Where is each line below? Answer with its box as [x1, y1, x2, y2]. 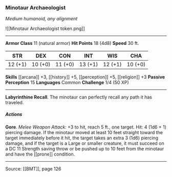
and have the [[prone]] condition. [5, 151, 75, 157]
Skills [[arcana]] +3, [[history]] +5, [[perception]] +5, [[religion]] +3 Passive [5, 74, 165, 80]
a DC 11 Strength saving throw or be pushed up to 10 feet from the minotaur [5, 146, 164, 152]
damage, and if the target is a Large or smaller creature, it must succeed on [5, 140, 165, 146]
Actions [5, 111, 23, 117]
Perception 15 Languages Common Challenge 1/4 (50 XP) [5, 80, 129, 86]
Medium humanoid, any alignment [5, 16, 78, 22]
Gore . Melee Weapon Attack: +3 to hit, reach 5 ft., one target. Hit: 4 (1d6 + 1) [5, 124, 167, 130]
